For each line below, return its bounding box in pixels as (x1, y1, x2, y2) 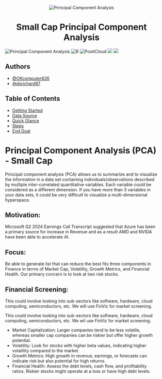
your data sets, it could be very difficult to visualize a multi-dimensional (5, 192, 148, 197)
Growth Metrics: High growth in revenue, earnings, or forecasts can (12, 353, 147, 359)
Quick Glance (12, 118, 39, 123)
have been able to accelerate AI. (5, 234, 70, 240)
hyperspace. (5, 197, 31, 203)
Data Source (12, 112, 37, 118)
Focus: (5, 248, 26, 256)
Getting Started (12, 107, 43, 113)
